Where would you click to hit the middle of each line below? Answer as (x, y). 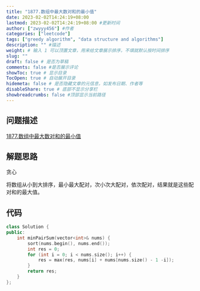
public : (16, 233)
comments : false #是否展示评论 (42, 67)
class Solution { (28, 227)
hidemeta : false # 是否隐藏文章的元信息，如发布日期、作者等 (74, 84)
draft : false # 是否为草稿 (37, 61)
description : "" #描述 (33, 45)
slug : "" (17, 56)
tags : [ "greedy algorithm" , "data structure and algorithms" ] (85, 39)
